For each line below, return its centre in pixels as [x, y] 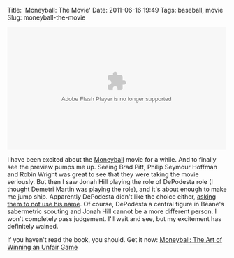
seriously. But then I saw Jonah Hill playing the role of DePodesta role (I [110, 182]
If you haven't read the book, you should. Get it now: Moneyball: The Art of [115, 240]
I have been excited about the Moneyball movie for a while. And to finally [112, 159]
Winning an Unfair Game [43, 247]
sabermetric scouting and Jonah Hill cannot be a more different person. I [112, 211]
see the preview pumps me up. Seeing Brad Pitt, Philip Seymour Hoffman [112, 167]
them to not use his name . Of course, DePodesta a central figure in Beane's [116, 204]
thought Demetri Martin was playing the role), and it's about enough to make [117, 189]
